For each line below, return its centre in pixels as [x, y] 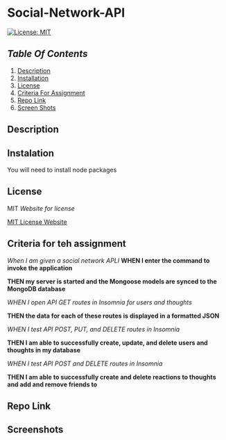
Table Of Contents [47, 54]
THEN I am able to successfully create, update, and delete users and [107, 343]
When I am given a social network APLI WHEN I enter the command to [108, 260]
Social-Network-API [66, 13]
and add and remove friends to [52, 384]
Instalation [31, 153]
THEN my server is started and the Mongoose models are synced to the [112, 281]
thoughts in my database [44, 350]
